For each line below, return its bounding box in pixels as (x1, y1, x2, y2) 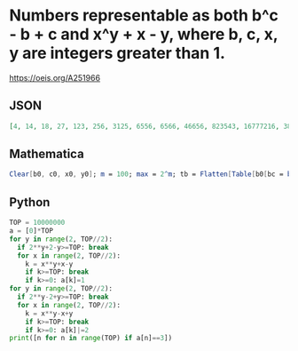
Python (9, 195, 51, 210)
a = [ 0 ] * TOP (9, 227, 53, 235)
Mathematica (9, 147, 84, 162)
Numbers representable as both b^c (9, 5, 279, 26)
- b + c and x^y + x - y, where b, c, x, (9, 24, 278, 44)
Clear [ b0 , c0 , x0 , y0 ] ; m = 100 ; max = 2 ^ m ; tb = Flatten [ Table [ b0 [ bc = (9, 170, 284, 179)
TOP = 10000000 (9, 219, 66, 227)
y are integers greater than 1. (9, 44, 226, 63)
